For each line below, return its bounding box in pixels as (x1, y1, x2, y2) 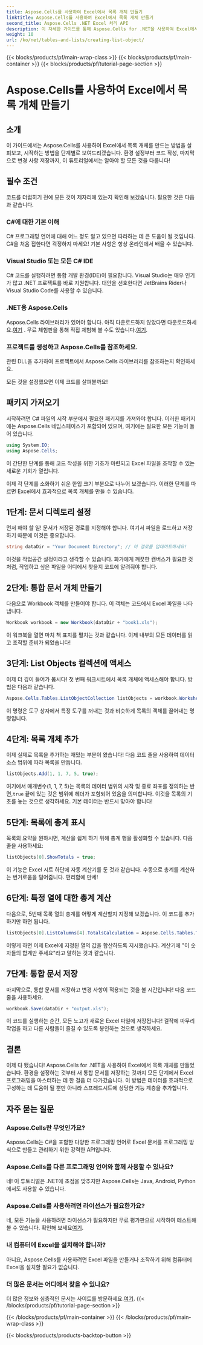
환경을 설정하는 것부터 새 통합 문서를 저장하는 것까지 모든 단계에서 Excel (24, 1069, 193, 1076)
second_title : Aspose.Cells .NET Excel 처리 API (6, 20, 129, 26)
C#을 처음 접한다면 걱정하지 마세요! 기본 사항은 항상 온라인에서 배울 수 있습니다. (6, 240, 194, 247)
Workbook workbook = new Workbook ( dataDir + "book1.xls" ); (6, 620, 158, 626)
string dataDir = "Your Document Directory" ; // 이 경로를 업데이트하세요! (6, 544, 187, 550)
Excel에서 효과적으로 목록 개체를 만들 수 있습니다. (17, 488, 134, 495)
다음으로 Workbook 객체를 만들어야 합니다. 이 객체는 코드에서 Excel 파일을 (6, 600, 182, 607)
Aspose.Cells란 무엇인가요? (6, 1123, 86, 1132)
